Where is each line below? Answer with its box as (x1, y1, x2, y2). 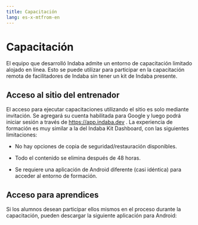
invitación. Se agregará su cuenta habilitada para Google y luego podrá (6, 112, 181, 120)
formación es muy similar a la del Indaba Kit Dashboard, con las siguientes (6, 125, 189, 132)
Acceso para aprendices (6, 190, 99, 200)
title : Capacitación (6, 8, 58, 15)
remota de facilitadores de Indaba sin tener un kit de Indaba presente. (6, 72, 178, 80)
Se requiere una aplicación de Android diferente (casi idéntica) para (14, 166, 182, 174)
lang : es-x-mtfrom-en (6, 14, 60, 20)
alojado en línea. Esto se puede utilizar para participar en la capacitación (6, 66, 185, 74)
